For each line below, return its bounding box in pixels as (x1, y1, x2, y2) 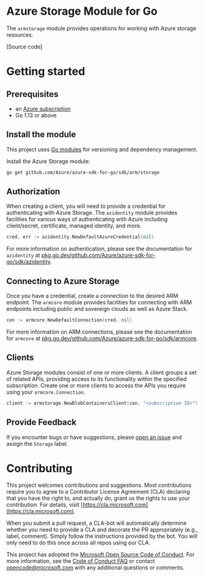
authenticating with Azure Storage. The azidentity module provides (6, 209, 178, 216)
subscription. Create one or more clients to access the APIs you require (6, 381, 186, 389)
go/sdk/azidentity (6, 258, 51, 266)
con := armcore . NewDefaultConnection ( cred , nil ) (6, 317, 133, 323)
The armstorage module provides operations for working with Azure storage (6, 25, 197, 32)
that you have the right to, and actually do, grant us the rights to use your (6, 495, 191, 502)
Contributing (6, 461, 73, 475)
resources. (6, 31, 34, 38)
